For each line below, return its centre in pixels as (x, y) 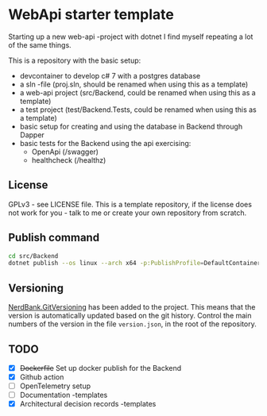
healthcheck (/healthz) (69, 160)
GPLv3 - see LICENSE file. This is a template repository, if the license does (130, 204)
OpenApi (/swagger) (65, 152)
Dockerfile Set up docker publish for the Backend (101, 368)
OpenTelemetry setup (55, 386)
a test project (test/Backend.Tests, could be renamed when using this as (138, 110)
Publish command (54, 238)
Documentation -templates (64, 395)
